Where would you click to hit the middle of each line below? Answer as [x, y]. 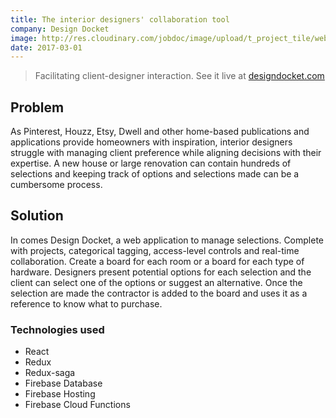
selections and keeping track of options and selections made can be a [155, 174]
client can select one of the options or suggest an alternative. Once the [156, 282]
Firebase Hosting [60, 394]
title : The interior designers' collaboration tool [120, 19]
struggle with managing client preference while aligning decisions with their [166, 153]
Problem [37, 107]
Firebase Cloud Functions [77, 405]
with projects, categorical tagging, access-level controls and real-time [155, 250]
